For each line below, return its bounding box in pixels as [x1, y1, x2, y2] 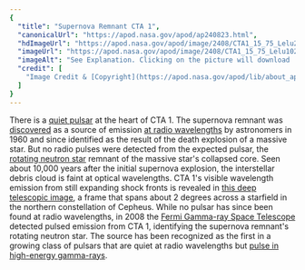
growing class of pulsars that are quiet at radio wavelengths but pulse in [9, 240, 280, 251]
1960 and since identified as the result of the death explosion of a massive [9, 134, 288, 145]
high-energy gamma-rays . [9, 249, 108, 260]
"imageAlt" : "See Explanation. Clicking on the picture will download [17, 55, 290, 65]
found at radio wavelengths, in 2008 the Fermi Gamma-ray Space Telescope [9, 211, 296, 222]
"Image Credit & [25, 73, 88, 82]
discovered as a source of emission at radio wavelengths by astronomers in [9, 124, 292, 135]
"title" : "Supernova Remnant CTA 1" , [17, 22, 161, 31]
